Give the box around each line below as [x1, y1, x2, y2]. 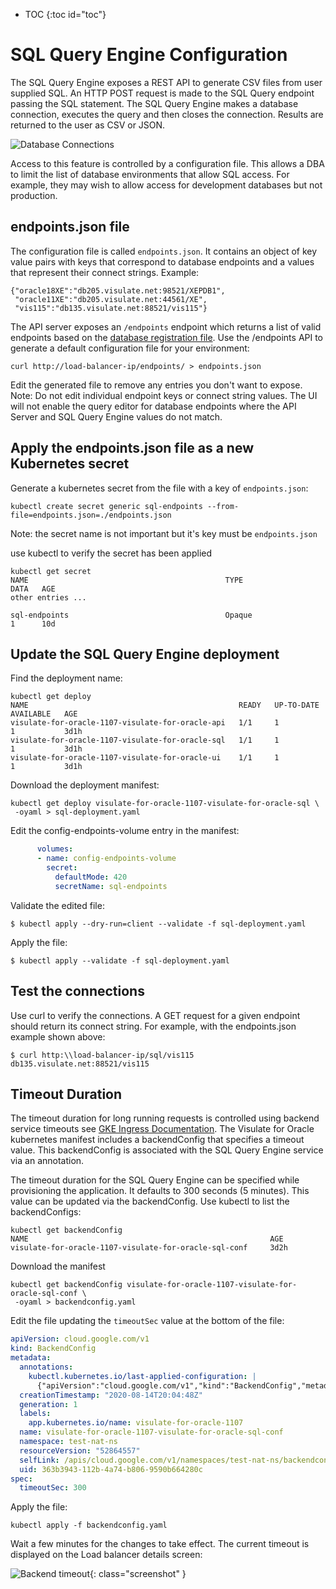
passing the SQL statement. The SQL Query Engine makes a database [10, 97, 299, 109]
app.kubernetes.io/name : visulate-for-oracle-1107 [28, 1418, 244, 1428]
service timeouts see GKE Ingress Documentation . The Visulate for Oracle [10, 1123, 315, 1135]
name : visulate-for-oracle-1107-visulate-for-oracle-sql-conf [19, 1427, 284, 1438]
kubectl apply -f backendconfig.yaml [10, 1520, 168, 1531]
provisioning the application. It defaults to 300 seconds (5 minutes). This [10, 1185, 310, 1197]
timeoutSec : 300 [19, 1483, 87, 1493]
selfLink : [19, 1455, 60, 1465]
